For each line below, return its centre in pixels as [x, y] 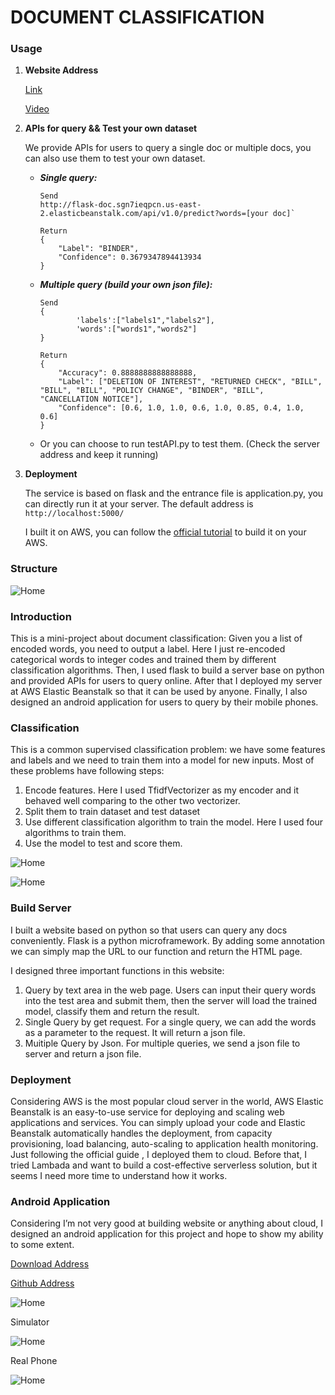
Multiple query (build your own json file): [126, 285]
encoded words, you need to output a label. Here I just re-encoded [148, 649]
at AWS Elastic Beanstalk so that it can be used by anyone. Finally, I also [159, 692]
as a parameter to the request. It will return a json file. [135, 1032]
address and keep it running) [99, 455]
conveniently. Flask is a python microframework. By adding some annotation [168, 940]
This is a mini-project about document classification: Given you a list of [156, 638]
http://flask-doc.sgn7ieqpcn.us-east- [120, 205]
